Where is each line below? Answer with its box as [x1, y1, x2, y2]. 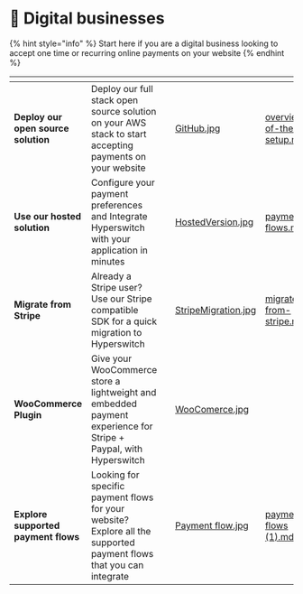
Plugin [14, 408, 42, 421]
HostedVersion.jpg [174, 216, 254, 228]
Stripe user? [90, 281, 142, 293]
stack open [90, 94, 139, 107]
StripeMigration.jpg [174, 303, 257, 316]
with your [90, 232, 131, 245]
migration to [90, 326, 142, 339]
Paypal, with [90, 442, 142, 455]
